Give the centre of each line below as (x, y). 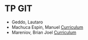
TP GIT (18, 9)
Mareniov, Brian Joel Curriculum (44, 32)
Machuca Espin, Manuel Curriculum (47, 27)
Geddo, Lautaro (27, 22)
